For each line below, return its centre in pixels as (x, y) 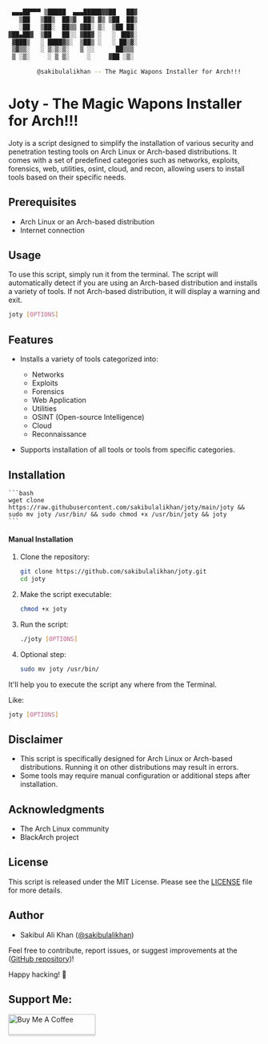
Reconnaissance (59, 434)
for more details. (35, 890)
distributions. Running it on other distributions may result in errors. (129, 768)
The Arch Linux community (64, 829)
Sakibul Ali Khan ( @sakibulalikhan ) (77, 934)
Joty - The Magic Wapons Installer (125, 104)
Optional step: (43, 654)
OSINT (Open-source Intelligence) (88, 417)
